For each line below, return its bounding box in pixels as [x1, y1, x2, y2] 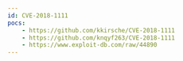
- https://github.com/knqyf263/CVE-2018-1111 [21, 33, 176, 42]
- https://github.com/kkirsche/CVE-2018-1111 [21, 26, 176, 34]
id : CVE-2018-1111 [7, 11, 68, 20]
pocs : [7, 19, 25, 27]
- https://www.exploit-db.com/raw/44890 [21, 41, 158, 49]
